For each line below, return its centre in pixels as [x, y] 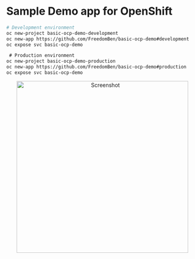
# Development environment [41, 27]
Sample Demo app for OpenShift [89, 11]
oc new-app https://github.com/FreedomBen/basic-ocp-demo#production [97, 67]
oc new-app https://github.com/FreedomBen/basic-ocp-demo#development [98, 39]
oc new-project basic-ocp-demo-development [62, 33]
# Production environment [42, 56]
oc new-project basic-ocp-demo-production [61, 61]
